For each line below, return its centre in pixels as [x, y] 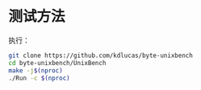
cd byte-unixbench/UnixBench [57, 63]
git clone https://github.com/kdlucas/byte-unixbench [101, 55]
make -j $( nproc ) [36, 70]
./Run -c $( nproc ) [39, 78]
